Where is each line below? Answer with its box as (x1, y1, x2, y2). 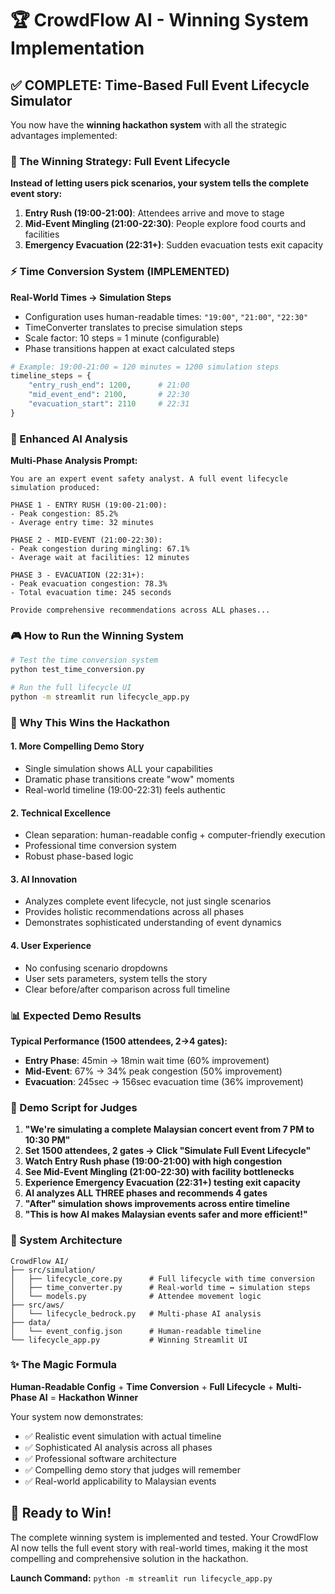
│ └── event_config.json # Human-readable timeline (10, 1326, 262, 1336)
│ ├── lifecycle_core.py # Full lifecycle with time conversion (10, 1273, 315, 1284)
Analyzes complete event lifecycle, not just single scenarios (24, 895, 272, 907)
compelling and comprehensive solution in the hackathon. (10, 1552, 249, 1564)
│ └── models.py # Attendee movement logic (10, 1291, 262, 1301)
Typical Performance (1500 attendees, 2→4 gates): (10, 1035, 228, 1047)
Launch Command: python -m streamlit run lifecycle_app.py (10, 1572, 273, 1584)
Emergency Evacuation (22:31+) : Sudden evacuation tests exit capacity (24, 239, 324, 251)
